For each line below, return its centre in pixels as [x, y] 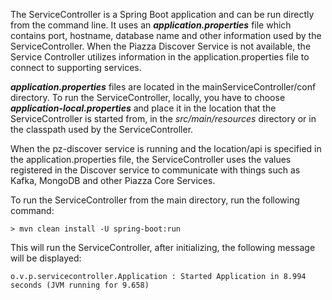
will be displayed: [46, 258]
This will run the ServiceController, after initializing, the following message [163, 247]
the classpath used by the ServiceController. [102, 129]
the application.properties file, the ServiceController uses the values [151, 159]
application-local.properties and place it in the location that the [143, 108]
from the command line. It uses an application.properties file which [151, 25]
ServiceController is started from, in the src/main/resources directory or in [163, 118]
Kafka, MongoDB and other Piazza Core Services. [113, 180]
